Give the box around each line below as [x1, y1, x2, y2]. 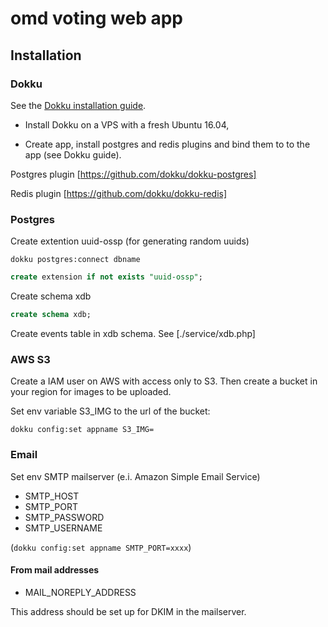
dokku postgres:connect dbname [10, 255, 141, 265]
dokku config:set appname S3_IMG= [10, 425, 155, 435]
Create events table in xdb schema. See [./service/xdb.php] [10, 327, 256, 339]
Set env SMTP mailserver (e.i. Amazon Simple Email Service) [10, 470, 261, 482]
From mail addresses [10, 564, 100, 576]
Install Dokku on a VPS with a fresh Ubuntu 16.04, [24, 118, 230, 131]
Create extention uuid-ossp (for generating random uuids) [10, 235, 250, 247]
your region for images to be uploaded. [10, 386, 172, 398]
